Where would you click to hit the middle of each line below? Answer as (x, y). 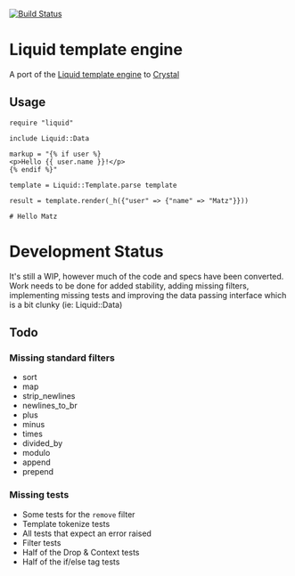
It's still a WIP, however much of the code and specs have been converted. (147, 276)
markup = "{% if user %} (55, 154)
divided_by (42, 443)
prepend (38, 472)
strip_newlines (49, 396)
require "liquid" (41, 123)
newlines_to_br (49, 406)
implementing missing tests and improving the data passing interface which (148, 295)
